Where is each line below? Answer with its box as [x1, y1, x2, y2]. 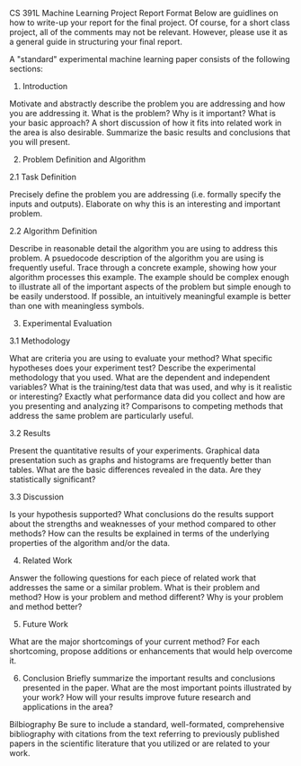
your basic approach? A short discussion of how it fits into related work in [9, 117, 282, 128]
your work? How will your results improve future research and [22, 692, 252, 702]
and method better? [9, 601, 83, 612]
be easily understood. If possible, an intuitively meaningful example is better [9, 291, 291, 301]
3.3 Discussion [9, 491, 65, 502]
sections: [9, 63, 43, 74]
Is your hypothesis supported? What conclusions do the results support [9, 509, 274, 519]
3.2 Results [9, 428, 51, 438]
